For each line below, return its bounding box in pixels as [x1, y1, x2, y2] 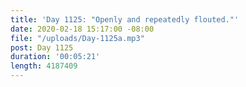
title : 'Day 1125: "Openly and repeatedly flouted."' [10, 14, 240, 25]
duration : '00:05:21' [10, 52, 101, 62]
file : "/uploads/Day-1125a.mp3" [10, 33, 145, 43]
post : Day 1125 [10, 42, 74, 53]
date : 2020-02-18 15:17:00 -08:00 [10, 24, 155, 34]
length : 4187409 [10, 61, 78, 71]
